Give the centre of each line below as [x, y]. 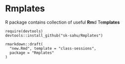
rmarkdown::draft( [24, 44]
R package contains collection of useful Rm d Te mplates [62, 22]
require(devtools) [24, 31]
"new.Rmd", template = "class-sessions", [53, 48]
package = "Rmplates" [32, 53]
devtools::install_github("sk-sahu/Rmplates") [54, 35]
